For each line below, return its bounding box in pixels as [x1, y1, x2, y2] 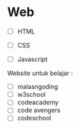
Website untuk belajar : [7, 69, 73, 77]
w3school [17, 90, 46, 99]
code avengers [17, 106, 61, 115]
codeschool [17, 114, 51, 122]
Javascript [17, 55, 48, 63]
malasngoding [17, 83, 58, 91]
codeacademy [17, 98, 59, 106]
